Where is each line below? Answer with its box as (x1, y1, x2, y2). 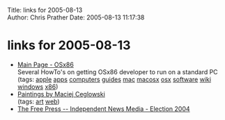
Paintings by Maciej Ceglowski (17, 89, 106, 98)
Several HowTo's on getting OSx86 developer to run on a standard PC (17, 67, 218, 76)
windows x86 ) (17, 83, 59, 91)
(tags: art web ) (17, 97, 61, 105)
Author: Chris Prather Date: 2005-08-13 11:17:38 (7, 13, 145, 22)
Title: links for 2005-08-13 (7, 6, 83, 14)
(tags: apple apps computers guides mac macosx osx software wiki (17, 75, 211, 83)
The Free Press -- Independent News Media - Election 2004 (17, 104, 190, 113)
